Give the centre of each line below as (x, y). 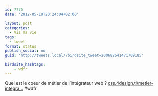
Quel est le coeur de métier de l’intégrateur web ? (56, 83)
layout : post (19, 23)
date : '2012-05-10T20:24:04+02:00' (42, 14)
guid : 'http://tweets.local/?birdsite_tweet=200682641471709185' (74, 55)
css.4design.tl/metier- (131, 83)
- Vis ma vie (23, 33)
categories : (17, 28)
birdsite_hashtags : (25, 64)
